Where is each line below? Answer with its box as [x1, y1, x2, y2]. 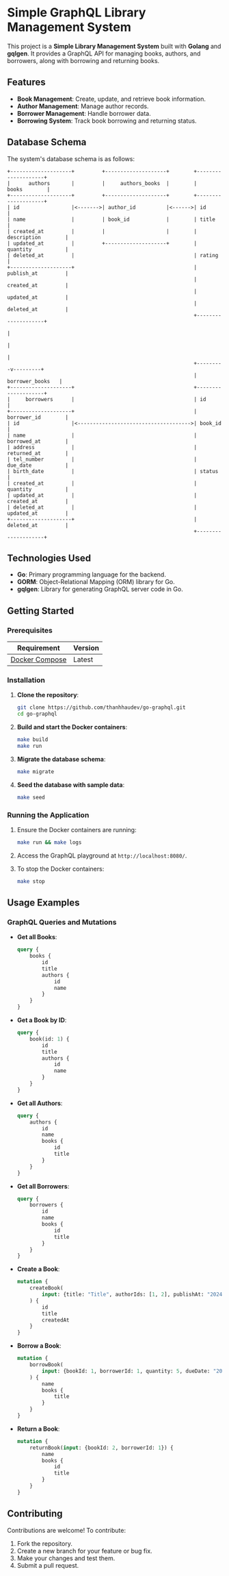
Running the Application [7, 810, 90, 820]
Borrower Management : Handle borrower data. [16, 109, 152, 117]
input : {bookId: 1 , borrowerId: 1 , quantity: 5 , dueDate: [42, 1368, 211, 1374]
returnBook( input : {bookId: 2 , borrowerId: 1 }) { [29, 1444, 174, 1451]
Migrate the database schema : [16, 755, 106, 763]
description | [7, 234, 69, 241]
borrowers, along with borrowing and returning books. [7, 56, 160, 64]
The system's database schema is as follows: [7, 154, 135, 162]
